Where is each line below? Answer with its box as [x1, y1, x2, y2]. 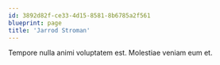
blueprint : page [8, 19, 62, 27]
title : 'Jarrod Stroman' [8, 26, 91, 34]
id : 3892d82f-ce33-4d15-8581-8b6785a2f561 [8, 11, 151, 20]
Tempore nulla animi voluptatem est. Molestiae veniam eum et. [8, 48, 213, 58]
